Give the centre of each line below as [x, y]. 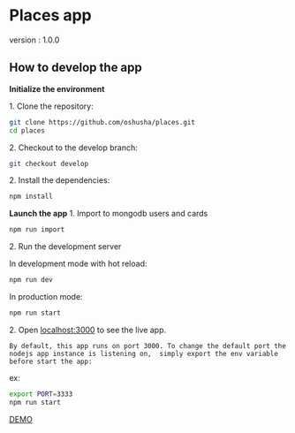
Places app [51, 15]
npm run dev [31, 280]
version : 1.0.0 [34, 40]
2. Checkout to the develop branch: [74, 148]
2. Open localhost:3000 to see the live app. [88, 330]
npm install [31, 197]
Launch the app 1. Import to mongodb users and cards [109, 214]
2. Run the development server [65, 247]
